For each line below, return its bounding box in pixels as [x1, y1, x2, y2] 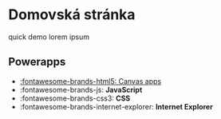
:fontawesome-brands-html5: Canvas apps [19, 76, 162, 85]
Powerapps [8, 55, 66, 69]
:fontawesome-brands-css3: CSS [19, 93, 131, 103]
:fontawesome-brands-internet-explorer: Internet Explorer [19, 101, 213, 111]
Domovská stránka [8, 6, 136, 24]
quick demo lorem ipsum [8, 32, 90, 42]
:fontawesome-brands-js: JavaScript [19, 85, 143, 94]
